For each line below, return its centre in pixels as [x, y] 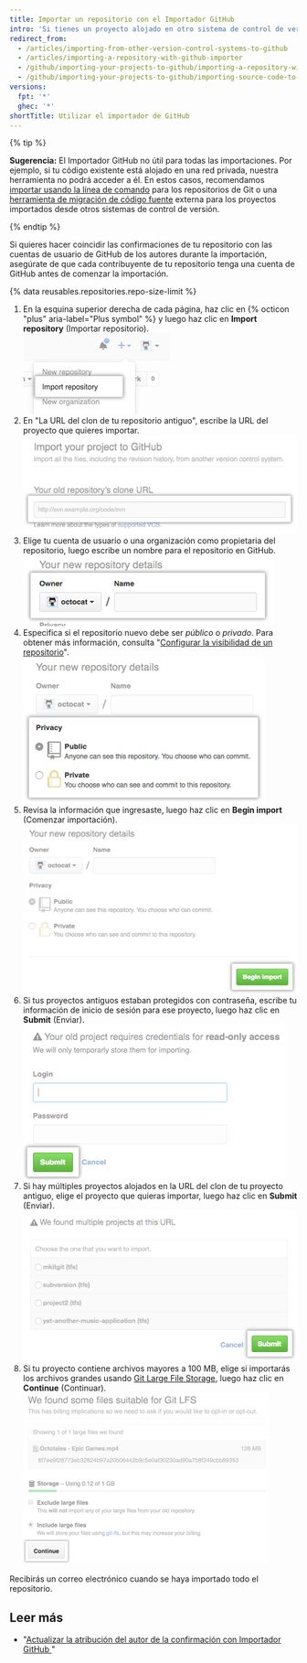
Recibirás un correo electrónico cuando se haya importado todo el [134, 1579]
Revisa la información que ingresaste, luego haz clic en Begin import [153, 810]
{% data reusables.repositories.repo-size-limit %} [103, 292]
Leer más [37, 1618]
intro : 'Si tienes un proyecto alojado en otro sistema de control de [147, 29]
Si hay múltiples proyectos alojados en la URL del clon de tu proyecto [153, 1186]
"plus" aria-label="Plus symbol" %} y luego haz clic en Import [140, 319]
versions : [28, 87]
